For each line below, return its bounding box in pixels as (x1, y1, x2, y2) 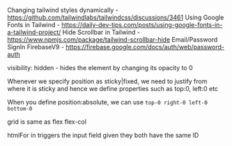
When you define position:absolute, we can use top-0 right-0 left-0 (7, 98, 208, 106)
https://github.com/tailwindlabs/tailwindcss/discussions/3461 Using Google (7, 13, 224, 22)
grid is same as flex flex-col (7, 117, 87, 126)
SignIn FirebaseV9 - (7, 43, 65, 51)
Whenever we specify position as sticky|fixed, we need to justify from (7, 77, 208, 86)
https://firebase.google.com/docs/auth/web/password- (65, 43, 225, 51)
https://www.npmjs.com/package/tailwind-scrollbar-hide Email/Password (7, 35, 218, 44)
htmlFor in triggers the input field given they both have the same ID (7, 131, 199, 139)
